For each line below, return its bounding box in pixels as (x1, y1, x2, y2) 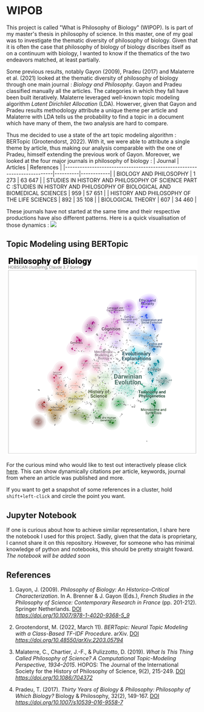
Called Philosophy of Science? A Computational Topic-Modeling (15, 654, 177, 662)
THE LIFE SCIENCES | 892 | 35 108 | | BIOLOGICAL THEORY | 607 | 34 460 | (6, 196, 197, 203)
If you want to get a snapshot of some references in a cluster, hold (6, 486, 172, 493)
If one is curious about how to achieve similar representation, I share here (6, 527, 190, 534)
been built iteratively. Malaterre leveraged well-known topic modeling (6, 94, 180, 101)
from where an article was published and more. (6, 474, 124, 482)
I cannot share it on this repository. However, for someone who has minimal (6, 539, 195, 547)
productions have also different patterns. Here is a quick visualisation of (6, 214, 186, 221)
